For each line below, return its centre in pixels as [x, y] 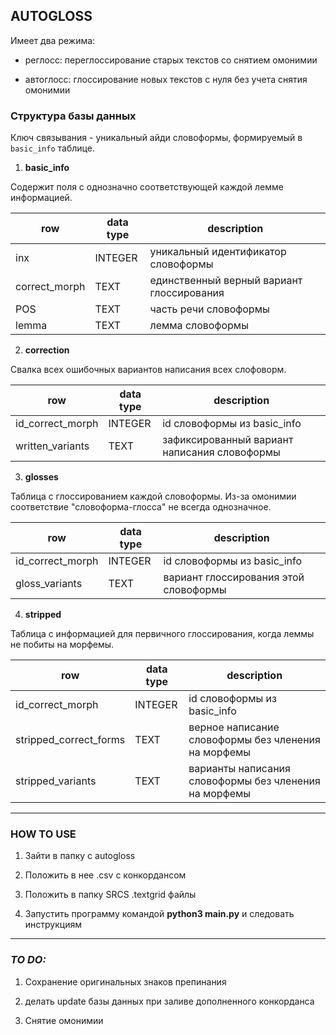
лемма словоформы [199, 326]
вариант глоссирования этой [234, 577]
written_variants [52, 446]
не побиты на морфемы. [62, 645]
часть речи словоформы [209, 309]
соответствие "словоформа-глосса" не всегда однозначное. [141, 507]
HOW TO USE [43, 834]
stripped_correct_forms [70, 740]
